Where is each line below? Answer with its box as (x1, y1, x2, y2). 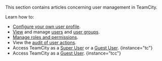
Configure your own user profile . (12, 23, 81, 29)
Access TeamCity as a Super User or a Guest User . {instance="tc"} (12, 45, 153, 50)
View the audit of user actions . (12, 39, 77, 45)
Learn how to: (5, 14, 34, 19)
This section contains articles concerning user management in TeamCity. (5, 4, 158, 10)
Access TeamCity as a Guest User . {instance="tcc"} (12, 50, 121, 56)
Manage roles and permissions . (12, 34, 78, 40)
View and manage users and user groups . (12, 29, 100, 34)
